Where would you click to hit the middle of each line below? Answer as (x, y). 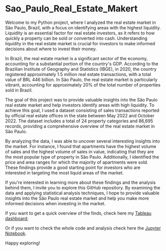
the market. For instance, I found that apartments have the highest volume (81, 146)
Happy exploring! (23, 243)
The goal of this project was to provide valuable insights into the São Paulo (81, 99)
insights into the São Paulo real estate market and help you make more (77, 198)
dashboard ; (17, 218)
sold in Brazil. (19, 90)
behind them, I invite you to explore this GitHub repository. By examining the (83, 187)
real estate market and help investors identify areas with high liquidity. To (80, 105)
